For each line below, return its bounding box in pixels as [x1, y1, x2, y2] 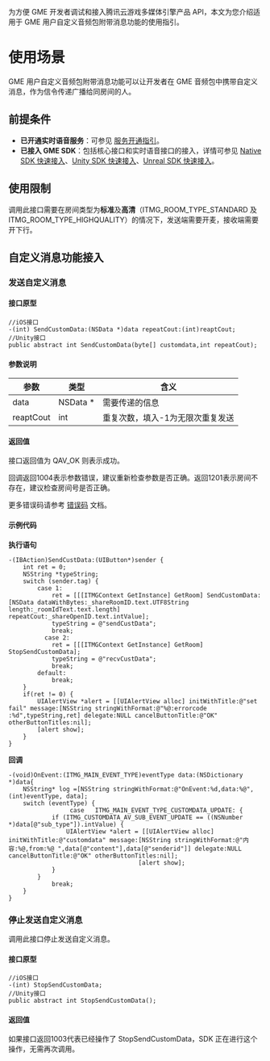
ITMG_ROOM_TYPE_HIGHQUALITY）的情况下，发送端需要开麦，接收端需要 [8, 215, 260, 224]
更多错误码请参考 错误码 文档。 [8, 500, 111, 510]
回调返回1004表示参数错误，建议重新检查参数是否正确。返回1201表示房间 [8, 473, 251, 483]
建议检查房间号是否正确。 [29, 483, 114, 493]
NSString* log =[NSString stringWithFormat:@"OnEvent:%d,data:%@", [23, 785, 254, 793]
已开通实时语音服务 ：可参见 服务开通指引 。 [19, 136, 164, 145]
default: [37, 669, 67, 677]
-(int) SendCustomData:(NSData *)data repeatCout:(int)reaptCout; [8, 325, 236, 333]
